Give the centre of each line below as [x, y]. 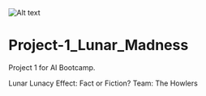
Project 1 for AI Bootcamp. [52, 67]
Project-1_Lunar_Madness [99, 46]
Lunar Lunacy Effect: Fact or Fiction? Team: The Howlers [103, 83]
